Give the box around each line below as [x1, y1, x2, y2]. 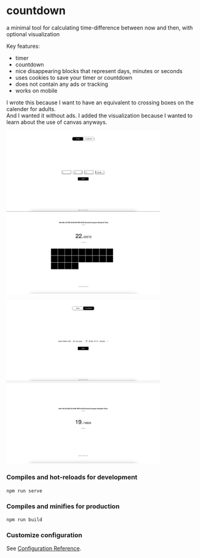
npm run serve [6, 487, 43, 494]
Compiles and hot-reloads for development [6, 473, 138, 482]
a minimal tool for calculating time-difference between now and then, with [6, 24, 193, 31]
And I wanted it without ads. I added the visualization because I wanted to [6, 112, 193, 119]
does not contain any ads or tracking [15, 80, 109, 88]
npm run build [6, 516, 43, 522]
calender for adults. [6, 105, 56, 112]
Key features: [6, 42, 40, 50]
